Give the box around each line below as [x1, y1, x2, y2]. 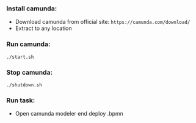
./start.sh [6, 54, 34, 60]
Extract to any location [15, 24, 72, 32]
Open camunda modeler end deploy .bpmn [15, 110, 124, 117]
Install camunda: [6, 4, 57, 13]
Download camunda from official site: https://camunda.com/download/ [15, 18, 191, 26]
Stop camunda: [6, 68, 53, 76]
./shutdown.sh [6, 81, 43, 88]
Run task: [6, 96, 35, 105]
